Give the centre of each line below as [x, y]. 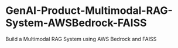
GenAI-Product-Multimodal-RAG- [89, 11]
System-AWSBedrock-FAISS [76, 23]
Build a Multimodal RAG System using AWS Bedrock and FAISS [81, 39]
